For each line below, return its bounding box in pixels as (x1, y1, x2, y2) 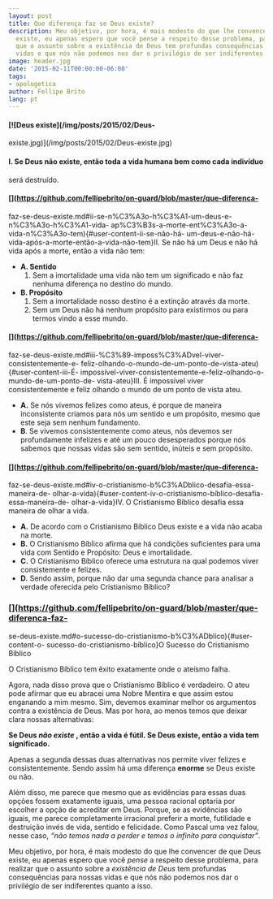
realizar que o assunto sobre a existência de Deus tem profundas (8, 863, 227, 873)
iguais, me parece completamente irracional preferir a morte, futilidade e (8, 813, 252, 823)
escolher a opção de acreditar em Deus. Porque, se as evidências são (8, 805, 243, 815)
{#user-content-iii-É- (8, 367, 79, 378)
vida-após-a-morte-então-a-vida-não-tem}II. (8, 237, 160, 247)
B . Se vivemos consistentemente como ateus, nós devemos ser (19, 426, 233, 436)
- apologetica (8, 80, 57, 88)
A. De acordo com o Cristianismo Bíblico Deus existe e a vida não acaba (19, 521, 262, 532)
